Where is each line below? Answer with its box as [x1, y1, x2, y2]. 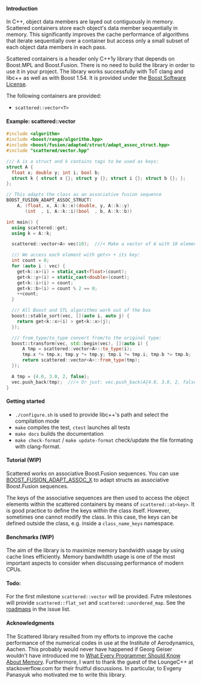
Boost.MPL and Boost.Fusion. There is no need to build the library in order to [6, 62, 195, 69]
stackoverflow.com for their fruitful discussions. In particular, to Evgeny [6, 664, 182, 671]
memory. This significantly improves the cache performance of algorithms [6, 31, 189, 38]
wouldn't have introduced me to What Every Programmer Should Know [6, 652, 181, 659]
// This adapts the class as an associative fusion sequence [6, 192, 162, 198]
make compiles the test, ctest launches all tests [14, 423, 130, 431]
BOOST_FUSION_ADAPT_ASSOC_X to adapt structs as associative [6, 476, 169, 483]
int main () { [6, 219, 39, 225]
